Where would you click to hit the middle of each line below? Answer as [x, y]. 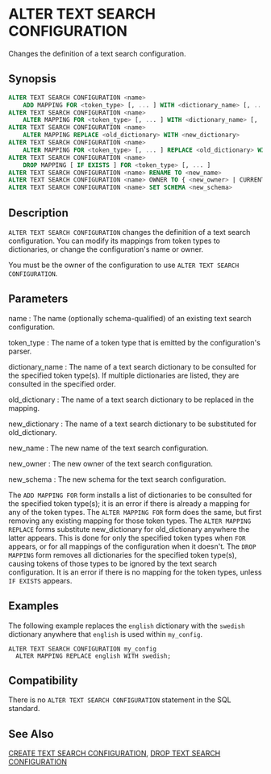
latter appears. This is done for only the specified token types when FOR [127, 538]
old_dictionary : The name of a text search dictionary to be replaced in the [131, 400]
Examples [33, 606]
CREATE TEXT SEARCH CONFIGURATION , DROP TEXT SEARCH [115, 753]
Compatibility [43, 680]
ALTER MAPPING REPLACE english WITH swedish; [94, 656]
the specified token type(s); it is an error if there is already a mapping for [129, 503]
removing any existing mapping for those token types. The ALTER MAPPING [130, 521]
